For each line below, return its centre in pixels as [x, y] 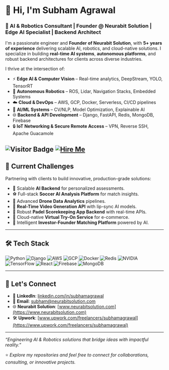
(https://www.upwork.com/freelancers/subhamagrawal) [70, 325]
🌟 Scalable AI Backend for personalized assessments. [68, 188]
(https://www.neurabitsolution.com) [49, 312]
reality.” [13, 345]
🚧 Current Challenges [39, 166]
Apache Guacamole [33, 134]
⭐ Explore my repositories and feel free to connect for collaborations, [77, 355]
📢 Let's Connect [31, 284]
